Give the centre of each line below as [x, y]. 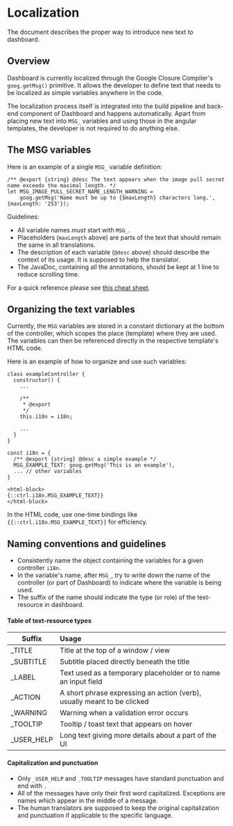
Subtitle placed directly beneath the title [125, 662]
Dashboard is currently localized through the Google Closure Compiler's [110, 78]
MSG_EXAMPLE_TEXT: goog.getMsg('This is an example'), [94, 465]
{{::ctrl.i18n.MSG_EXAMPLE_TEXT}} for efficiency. [77, 522]
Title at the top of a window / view [115, 651]
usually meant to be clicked [104, 702]
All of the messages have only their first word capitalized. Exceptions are [121, 793]
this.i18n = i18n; [46, 417]
